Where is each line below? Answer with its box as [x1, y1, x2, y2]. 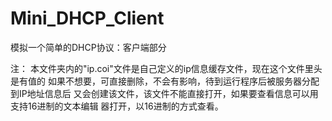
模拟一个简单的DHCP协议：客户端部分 [10, 41, 167, 53]
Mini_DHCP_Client [10, 7, 165, 30]
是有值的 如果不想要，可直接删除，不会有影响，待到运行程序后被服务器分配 [10, 75, 320, 87]
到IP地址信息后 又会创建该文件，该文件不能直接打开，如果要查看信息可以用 [10, 87, 319, 99]
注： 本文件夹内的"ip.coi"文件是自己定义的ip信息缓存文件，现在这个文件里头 [10, 62, 323, 74]
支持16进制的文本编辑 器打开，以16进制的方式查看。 [10, 100, 224, 112]
